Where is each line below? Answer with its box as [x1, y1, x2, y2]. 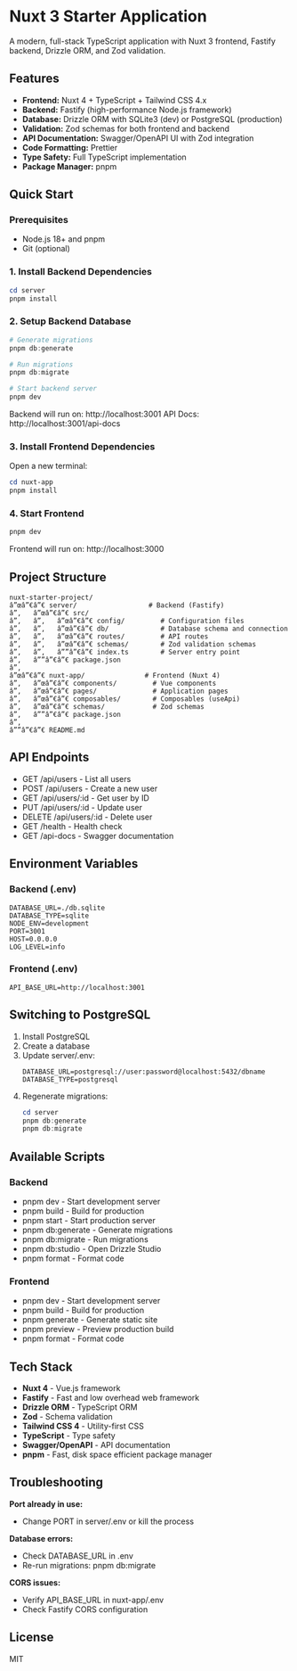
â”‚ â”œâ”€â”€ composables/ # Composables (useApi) [9, 695, 241, 704]
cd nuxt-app [9, 478, 53, 487]
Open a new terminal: [9, 461, 88, 472]
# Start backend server [9, 384, 98, 393]
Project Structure [9, 569, 107, 585]
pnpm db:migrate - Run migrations [21, 1233, 148, 1245]
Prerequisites [9, 214, 68, 226]
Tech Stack [9, 1359, 73, 1374]
